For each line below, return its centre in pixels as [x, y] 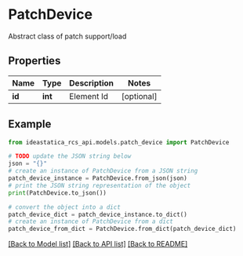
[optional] [139, 96]
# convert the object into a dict [65, 207]
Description [91, 82]
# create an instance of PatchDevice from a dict [91, 221]
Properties [34, 61]
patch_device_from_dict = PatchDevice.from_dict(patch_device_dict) [122, 229]
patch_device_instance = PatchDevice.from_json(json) [98, 178]
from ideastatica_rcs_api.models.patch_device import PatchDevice [119, 142]
